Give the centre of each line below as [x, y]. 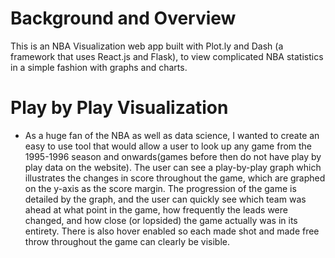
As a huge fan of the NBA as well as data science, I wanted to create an [172, 135]
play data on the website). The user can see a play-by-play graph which [173, 167]
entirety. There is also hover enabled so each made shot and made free [172, 231]
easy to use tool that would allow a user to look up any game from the [168, 146]
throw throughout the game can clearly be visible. [127, 241]
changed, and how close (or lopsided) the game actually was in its [161, 220]
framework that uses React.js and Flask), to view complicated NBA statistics [167, 56]
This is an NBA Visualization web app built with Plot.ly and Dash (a [147, 46]
